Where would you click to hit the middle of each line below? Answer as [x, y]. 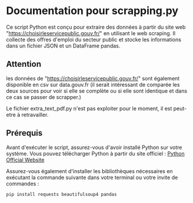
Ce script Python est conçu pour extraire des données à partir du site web [96, 27]
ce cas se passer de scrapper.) [44, 97]
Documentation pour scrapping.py [92, 11]
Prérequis [24, 133]
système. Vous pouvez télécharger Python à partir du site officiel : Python [95, 153]
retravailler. [35, 114]
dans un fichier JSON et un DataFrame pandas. [63, 46]
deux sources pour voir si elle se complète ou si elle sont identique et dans [96, 91]
